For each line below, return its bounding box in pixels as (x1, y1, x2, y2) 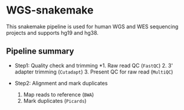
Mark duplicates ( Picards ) (23, 97, 87, 104)
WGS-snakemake (6, 4, 94, 17)
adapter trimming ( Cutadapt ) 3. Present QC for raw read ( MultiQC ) (14, 68, 173, 75)
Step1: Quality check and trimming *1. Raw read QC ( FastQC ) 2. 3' (14, 62, 173, 69)
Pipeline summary (6, 46, 74, 56)
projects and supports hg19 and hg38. (6, 29, 99, 36)
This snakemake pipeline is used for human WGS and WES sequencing (6, 23, 179, 30)
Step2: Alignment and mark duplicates (14, 79, 108, 86)
